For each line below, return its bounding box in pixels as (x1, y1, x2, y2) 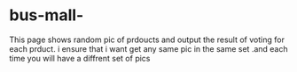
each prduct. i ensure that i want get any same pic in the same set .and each (9, 43, 288, 54)
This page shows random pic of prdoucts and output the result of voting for (9, 34, 285, 45)
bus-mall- (9, 5, 84, 25)
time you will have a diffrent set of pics (9, 53, 151, 63)
